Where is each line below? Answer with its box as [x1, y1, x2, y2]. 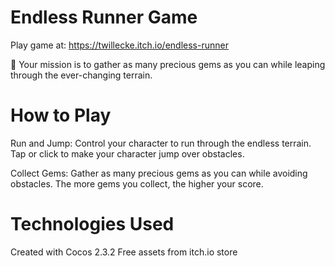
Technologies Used [10, 213, 175, 236]
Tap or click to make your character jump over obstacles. [10, 147, 245, 160]
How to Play [10, 104, 112, 127]
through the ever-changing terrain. [10, 69, 153, 81]
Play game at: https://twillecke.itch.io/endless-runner [10, 39, 229, 51]
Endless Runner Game [10, 6, 198, 29]
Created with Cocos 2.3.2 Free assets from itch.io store [10, 246, 238, 258]
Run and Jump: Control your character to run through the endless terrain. [10, 137, 312, 149]
